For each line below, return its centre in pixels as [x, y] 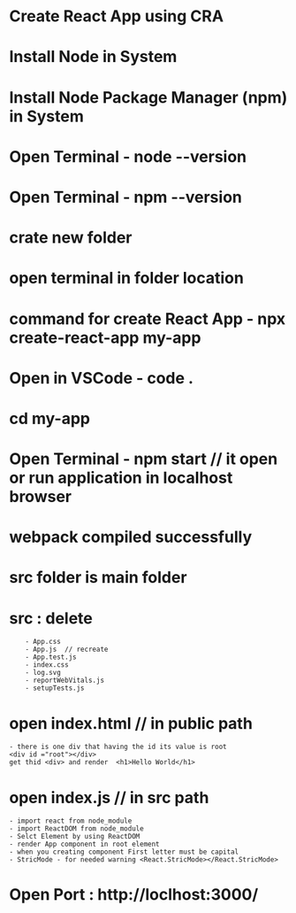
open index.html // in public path [131, 723]
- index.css [47, 665]
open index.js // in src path [109, 797]
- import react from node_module [71, 821]
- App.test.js [51, 657]
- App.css [43, 642]
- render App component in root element [85, 844]
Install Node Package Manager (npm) [148, 97]
